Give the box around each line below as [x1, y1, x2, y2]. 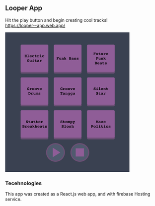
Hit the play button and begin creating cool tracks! [5, 17, 108, 23]
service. [5, 196, 22, 203]
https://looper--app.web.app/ [5, 22, 66, 28]
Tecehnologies [5, 180, 42, 187]
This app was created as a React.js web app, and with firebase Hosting [5, 191, 151, 197]
